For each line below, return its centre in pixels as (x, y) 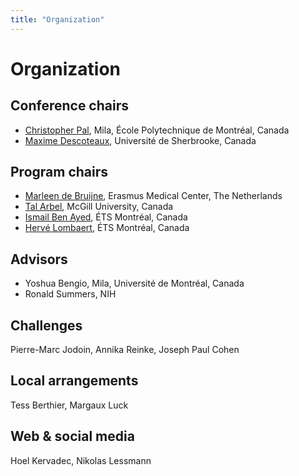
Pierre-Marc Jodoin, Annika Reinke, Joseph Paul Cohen (125, 350)
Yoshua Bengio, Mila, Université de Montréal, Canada (134, 283)
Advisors (39, 259)
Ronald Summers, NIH (70, 294)
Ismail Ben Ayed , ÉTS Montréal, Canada (106, 217)
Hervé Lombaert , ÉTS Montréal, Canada (107, 228)
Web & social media (72, 436)
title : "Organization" (57, 19)
